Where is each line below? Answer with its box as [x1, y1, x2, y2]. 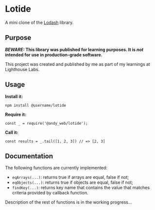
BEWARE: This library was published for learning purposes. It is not [5, 46, 144, 52]
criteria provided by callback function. [12, 190, 88, 196]
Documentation [5, 152, 53, 160]
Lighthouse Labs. [5, 66, 40, 72]
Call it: [5, 129, 18, 135]
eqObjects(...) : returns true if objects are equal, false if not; [12, 179, 134, 186]
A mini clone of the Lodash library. [5, 19, 74, 25]
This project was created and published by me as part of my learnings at [5, 61, 151, 67]
